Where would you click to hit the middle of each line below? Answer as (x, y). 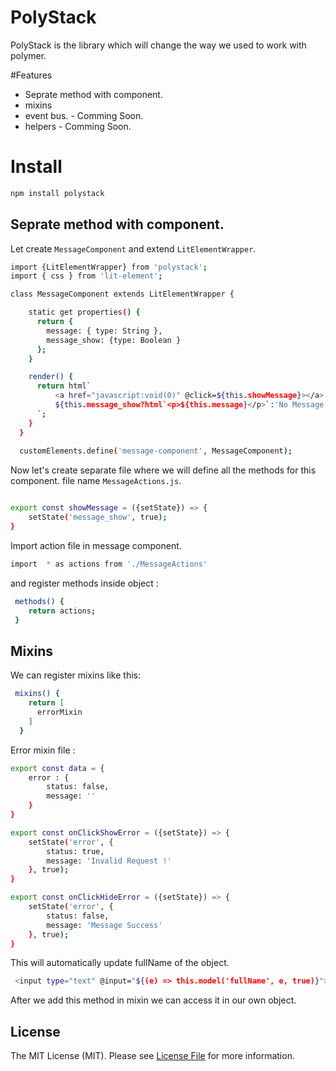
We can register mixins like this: (75, 675)
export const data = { (57, 768)
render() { (51, 377)
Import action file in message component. (96, 545)
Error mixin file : (43, 750)
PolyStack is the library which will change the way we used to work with (158, 45)
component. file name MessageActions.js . (96, 481)
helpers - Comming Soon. (78, 126)
